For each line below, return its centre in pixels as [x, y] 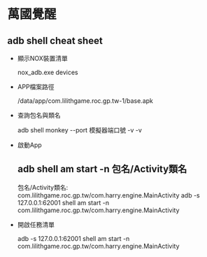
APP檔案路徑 [36, 87]
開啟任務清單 [36, 224]
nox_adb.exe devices [48, 72]
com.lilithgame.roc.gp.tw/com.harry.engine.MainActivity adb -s [109, 195]
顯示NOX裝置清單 [43, 58]
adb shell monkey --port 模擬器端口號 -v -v [79, 130]
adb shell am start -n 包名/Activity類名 [102, 169]
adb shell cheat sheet [55, 40]
